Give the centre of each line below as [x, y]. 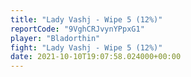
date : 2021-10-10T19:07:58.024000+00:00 [96, 57]
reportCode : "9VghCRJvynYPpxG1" [77, 29]
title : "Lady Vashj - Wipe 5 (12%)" [86, 19]
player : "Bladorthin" [55, 38]
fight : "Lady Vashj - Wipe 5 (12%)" [86, 47]
